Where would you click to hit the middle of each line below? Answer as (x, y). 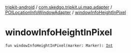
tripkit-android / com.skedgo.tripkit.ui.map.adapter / (59, 7)
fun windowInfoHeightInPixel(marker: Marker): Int (59, 46)
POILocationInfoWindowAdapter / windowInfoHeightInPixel (66, 12)
